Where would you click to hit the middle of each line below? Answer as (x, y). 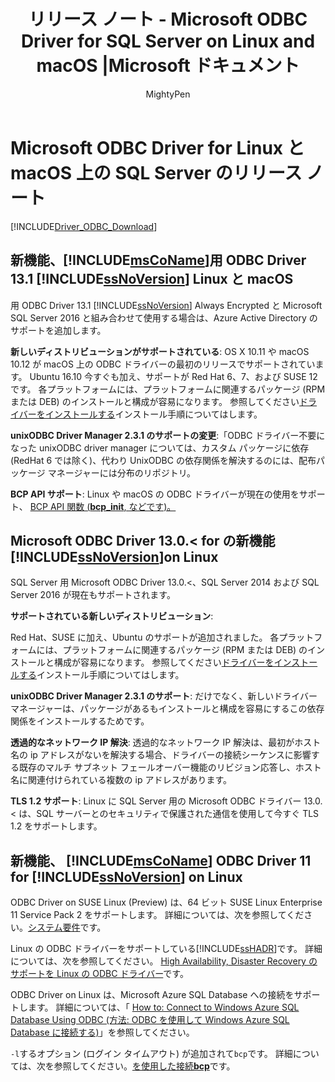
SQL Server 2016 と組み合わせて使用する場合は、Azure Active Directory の (164, 317)
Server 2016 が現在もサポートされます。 (93, 595)
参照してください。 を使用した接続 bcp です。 (144, 1066)
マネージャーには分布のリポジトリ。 (122, 472)
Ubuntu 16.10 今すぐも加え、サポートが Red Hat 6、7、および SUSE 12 (173, 376)
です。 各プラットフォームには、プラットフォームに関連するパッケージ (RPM (168, 389)
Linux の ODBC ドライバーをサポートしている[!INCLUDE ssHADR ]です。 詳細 (166, 949)
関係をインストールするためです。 (80, 721)
